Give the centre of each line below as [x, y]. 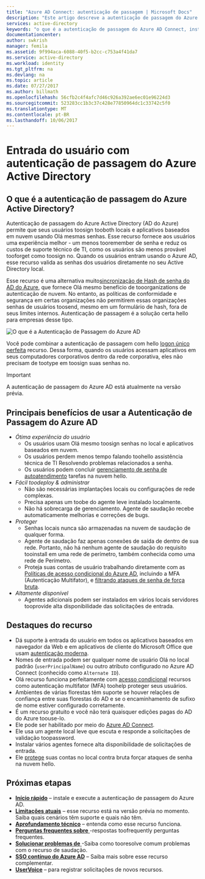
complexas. [39, 496]
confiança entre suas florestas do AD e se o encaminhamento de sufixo [105, 698]
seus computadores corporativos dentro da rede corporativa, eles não [95, 357]
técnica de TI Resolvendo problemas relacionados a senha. [99, 463]
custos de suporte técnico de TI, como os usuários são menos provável [96, 249]
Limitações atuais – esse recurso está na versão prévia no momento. [102, 811]
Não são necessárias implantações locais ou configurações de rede [110, 489]
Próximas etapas [39, 783]
